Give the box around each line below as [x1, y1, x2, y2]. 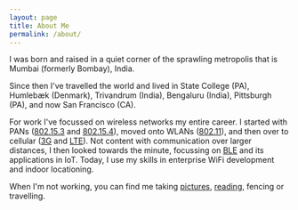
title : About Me [9, 21, 69, 30]
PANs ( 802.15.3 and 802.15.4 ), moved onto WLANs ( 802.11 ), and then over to [9, 126, 289, 137]
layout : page [9, 12, 58, 22]
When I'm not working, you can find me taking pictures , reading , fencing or [9, 182, 285, 192]
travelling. [9, 190, 46, 201]
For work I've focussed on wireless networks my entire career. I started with [9, 117, 287, 127]
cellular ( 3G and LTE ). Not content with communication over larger [9, 135, 252, 147]
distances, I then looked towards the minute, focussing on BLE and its [9, 145, 264, 156]
